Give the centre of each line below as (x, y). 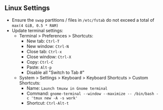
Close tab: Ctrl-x (44, 51)
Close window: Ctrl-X (49, 57)
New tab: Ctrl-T (43, 41)
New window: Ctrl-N (48, 46)
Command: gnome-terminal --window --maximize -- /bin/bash (90, 93)
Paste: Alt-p (39, 67)
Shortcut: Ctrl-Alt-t (48, 103)
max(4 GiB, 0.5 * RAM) (35, 26)
